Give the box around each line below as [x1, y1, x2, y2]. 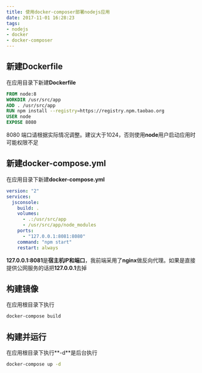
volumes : [17, 211, 40, 217]
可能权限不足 [6, 139, 38, 147]
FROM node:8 [6, 91, 37, 97]
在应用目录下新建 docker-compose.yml [6, 175, 105, 183]
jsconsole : [12, 199, 40, 205]
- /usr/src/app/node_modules [22, 222, 97, 228]
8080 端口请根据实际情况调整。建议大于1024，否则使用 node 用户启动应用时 [6, 131, 196, 139]
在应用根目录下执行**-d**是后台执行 [6, 349, 98, 356]
